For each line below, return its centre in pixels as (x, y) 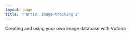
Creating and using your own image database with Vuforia (65, 28)
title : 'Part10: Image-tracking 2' (43, 14)
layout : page (19, 10)
